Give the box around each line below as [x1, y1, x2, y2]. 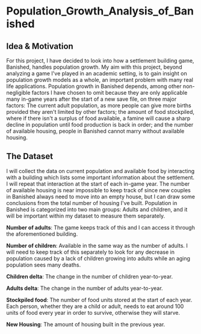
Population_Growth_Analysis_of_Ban [6, 4, 194, 18]
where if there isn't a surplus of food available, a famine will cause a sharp [6, 115, 191, 122]
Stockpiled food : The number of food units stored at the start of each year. [6, 296, 193, 303]
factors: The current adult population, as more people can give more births [6, 102, 191, 109]
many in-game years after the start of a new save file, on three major [6, 95, 177, 102]
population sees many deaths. [6, 261, 81, 268]
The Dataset [6, 151, 53, 162]
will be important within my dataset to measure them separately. [6, 212, 165, 219]
